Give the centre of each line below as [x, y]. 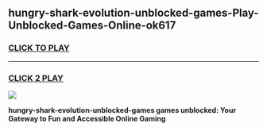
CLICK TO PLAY [39, 48]
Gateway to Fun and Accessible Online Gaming [87, 118]
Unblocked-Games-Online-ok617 [92, 26]
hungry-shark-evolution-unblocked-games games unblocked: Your [122, 110]
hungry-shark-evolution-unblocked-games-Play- [133, 13]
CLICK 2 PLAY [36, 78]
